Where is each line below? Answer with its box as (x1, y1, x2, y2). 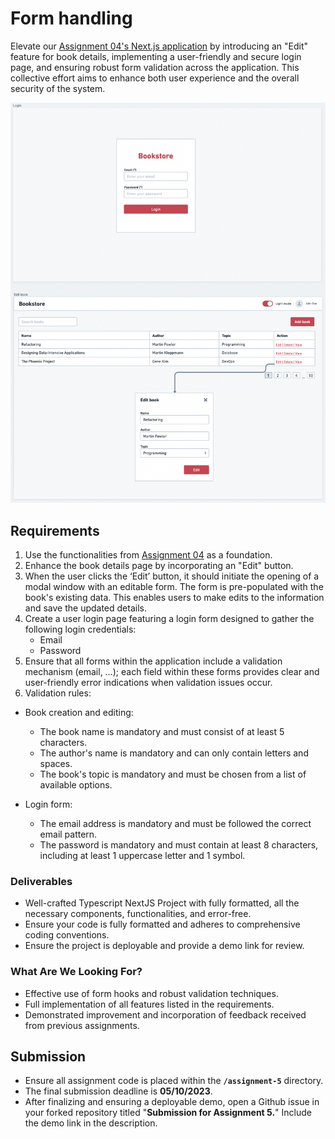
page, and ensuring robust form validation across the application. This (10, 61, 300, 73)
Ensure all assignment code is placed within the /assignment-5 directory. (24, 1075, 324, 1087)
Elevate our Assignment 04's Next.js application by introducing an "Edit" (10, 40, 308, 52)
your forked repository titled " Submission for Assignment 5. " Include (24, 1107, 313, 1119)
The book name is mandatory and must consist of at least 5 (39, 726, 285, 738)
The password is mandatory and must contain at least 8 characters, (39, 839, 319, 851)
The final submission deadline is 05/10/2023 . (24, 1085, 213, 1097)
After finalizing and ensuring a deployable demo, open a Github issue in (24, 1096, 320, 1108)
